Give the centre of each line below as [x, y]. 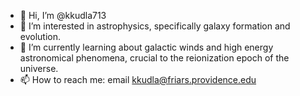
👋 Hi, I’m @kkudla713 [63, 15]
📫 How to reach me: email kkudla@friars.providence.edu [138, 79]
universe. [39, 68]
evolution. [40, 36]
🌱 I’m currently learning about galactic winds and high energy [146, 47]
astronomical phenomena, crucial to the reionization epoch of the [154, 58]
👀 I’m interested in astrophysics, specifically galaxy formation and [155, 26]
